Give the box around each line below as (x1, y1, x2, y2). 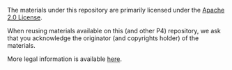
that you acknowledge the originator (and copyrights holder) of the (7, 34, 199, 42)
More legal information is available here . (7, 55, 122, 63)
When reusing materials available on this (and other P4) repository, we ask (7, 27, 221, 35)
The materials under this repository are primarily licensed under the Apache (7, 6, 225, 14)
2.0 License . (7, 13, 43, 21)
